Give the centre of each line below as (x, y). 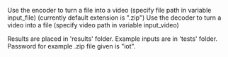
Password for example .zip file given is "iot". (72, 46)
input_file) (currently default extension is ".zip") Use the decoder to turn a (114, 18)
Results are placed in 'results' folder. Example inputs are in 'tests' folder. (113, 39)
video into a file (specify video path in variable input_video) (93, 25)
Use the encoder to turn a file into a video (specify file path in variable (109, 10)
